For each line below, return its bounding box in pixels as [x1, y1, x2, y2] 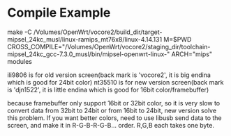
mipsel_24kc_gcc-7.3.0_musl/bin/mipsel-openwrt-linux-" [7, 50, 170, 58]
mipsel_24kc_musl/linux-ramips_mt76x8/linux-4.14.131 [7, 35, 163, 43]
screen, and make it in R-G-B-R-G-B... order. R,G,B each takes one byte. [7, 121, 215, 129]
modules [7, 57, 33, 65]
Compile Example [7, 5, 111, 21]
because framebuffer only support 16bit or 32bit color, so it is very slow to [7, 99, 221, 107]
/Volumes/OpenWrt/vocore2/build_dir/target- [33, 28, 163, 36]
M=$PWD [163, 35, 192, 43]
